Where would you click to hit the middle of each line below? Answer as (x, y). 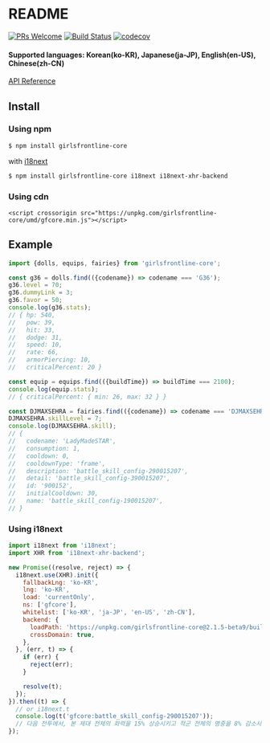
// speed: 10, (35, 345)
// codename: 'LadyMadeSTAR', (62, 441)
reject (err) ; (51, 665)
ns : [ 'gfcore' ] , (50, 605)
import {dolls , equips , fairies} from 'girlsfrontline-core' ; (115, 263)
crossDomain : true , (62, 635)
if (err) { (41, 657)
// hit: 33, (32, 330)
